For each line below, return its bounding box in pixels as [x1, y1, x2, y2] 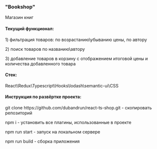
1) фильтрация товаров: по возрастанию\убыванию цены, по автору [5, 37, 147, 43]
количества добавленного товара [5, 61, 76, 66]
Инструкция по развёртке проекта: [5, 94, 82, 100]
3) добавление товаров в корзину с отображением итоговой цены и [5, 55, 148, 62]
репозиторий [5, 110, 33, 116]
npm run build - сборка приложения [5, 138, 80, 144]
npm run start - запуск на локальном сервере [5, 128, 101, 135]
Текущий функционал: [5, 25, 54, 31]
